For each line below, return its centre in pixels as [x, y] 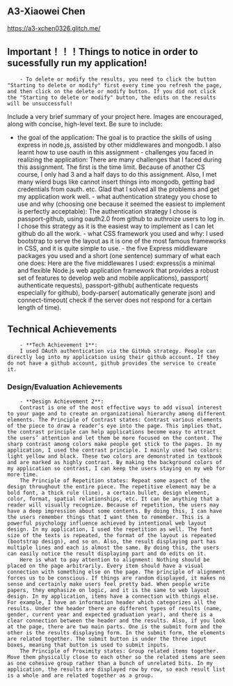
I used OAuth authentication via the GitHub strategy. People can [118, 351]
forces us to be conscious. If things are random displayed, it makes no [116, 578]
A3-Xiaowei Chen [46, 11]
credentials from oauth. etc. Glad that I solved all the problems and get [118, 189]
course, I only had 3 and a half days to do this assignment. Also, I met [117, 174]
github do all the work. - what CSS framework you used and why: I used [120, 233]
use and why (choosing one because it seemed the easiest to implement [121, 204]
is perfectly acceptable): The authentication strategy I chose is [107, 211]
